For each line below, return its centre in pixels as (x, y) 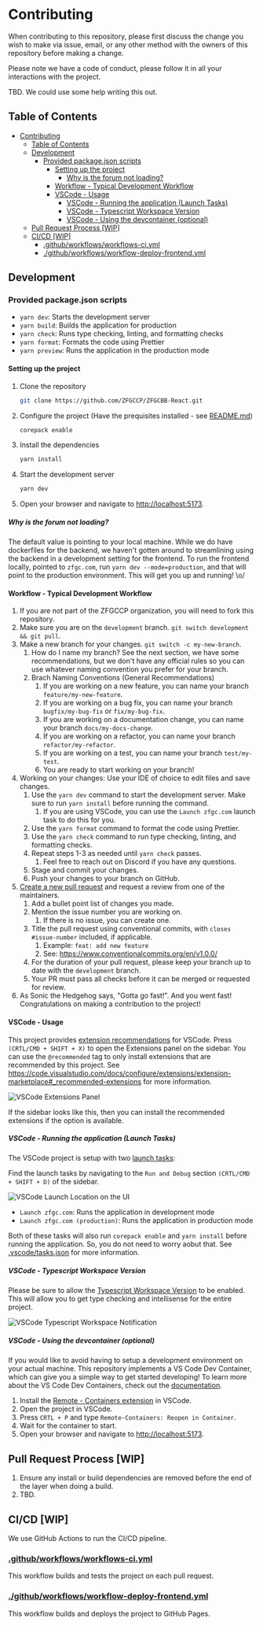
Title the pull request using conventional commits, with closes (131, 929)
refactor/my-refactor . (79, 745)
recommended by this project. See (64, 1065)
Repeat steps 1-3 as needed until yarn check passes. (116, 854)
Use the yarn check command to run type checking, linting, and (134, 837)
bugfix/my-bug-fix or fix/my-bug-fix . (104, 711)
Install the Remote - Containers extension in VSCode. (106, 1401)
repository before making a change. (66, 53)
